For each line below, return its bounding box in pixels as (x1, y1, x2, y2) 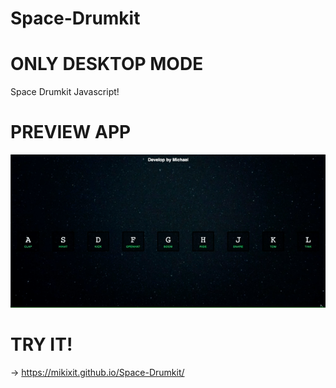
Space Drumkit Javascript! (10, 86, 120, 98)
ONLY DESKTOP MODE (10, 53, 204, 76)
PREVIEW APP (10, 121, 132, 144)
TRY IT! (10, 333, 73, 356)
